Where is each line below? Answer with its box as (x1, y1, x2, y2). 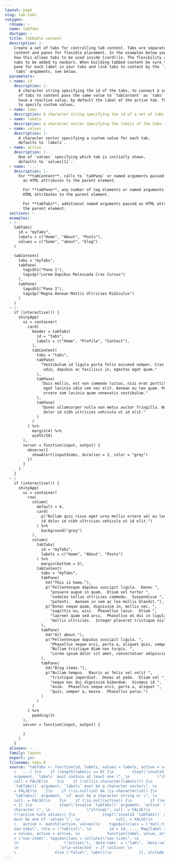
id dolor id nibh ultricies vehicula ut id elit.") (41, 518, 153, 524)
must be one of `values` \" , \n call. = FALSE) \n (14, 817, 153, 822)
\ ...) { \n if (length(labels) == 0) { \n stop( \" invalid (14, 769, 164, 775)
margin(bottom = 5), (41, 561, 85, 566)
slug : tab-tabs (5, 12, 37, 17)
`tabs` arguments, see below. (14, 69, 78, 74)
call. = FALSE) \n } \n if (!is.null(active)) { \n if (14, 798, 155, 803)
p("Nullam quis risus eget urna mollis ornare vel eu (41, 513, 157, 519)
